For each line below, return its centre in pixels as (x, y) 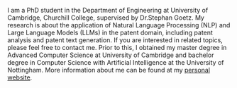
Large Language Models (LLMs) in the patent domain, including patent (110, 32)
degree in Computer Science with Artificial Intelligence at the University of (116, 62)
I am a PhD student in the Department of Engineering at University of (108, 10)
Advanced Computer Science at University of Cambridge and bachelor (111, 55)
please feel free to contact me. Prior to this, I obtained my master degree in (117, 48)
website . (20, 77)
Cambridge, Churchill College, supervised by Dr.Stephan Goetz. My (106, 18)
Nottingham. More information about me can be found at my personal (109, 70)
